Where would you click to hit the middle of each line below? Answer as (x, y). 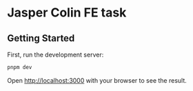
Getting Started (41, 38)
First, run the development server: (55, 54)
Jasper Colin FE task (67, 13)
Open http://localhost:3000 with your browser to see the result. (97, 80)
